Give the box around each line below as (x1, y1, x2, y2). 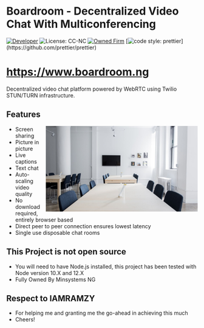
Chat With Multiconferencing (6, 17, 156, 31)
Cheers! (15, 316, 35, 323)
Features (6, 110, 41, 120)
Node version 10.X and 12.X (15, 269, 84, 276)
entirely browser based (15, 216, 73, 223)
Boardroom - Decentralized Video (6, 4, 179, 18)
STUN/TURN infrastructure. (6, 91, 75, 99)
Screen (15, 125, 33, 133)
